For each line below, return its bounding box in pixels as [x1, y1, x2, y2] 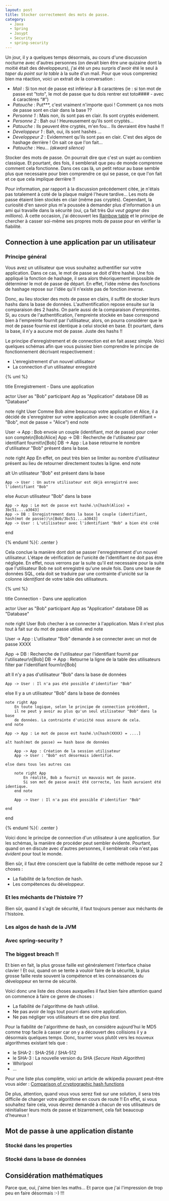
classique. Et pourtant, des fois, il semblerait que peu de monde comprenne [5, 160, 163, 166]
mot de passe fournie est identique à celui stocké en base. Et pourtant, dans [5, 323, 164, 329]
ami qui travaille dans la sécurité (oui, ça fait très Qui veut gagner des [5, 207, 150, 213]
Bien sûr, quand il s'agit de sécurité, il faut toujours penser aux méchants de [5, 905, 163, 911]
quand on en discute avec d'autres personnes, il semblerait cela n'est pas [5, 845, 159, 851]
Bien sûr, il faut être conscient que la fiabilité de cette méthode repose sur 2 [5, 861, 163, 867]
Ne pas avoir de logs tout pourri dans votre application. [12, 1008, 128, 1014]
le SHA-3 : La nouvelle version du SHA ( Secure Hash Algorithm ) [12, 1055, 145, 1061]
